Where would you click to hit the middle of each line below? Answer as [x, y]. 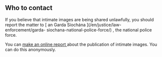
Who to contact [29, 8]
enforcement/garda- [25, 30]
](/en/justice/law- [104, 25]
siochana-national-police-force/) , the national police [99, 30]
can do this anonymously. [31, 49]
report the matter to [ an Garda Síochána [45, 25]
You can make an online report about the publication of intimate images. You [81, 44]
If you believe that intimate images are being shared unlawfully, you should [79, 19]
